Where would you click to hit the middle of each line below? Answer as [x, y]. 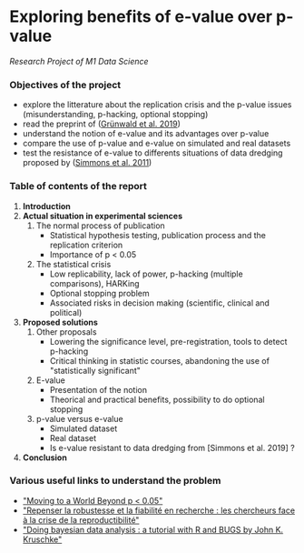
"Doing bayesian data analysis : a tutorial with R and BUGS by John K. [153, 529]
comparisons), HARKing [94, 283]
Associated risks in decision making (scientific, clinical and [160, 303]
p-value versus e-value [80, 418]
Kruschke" [42, 539]
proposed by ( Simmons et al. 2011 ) [87, 163]
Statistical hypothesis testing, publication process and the [157, 235]
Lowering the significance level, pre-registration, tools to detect [168, 341]
